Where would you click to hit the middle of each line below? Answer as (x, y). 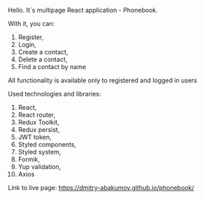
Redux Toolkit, (39, 122)
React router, (37, 115)
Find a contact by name (52, 67)
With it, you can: (31, 23)
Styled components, (47, 145)
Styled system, (39, 152)
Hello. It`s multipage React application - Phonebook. (83, 10)
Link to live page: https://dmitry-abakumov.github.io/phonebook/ (101, 187)
